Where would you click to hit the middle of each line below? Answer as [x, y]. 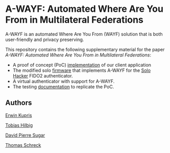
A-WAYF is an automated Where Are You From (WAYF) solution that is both [84, 34]
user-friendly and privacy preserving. [45, 40]
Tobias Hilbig [19, 125]
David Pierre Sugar [25, 135]
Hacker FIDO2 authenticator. [43, 75]
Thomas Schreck [23, 145]
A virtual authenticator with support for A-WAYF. [63, 81]
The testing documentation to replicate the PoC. [63, 87]
